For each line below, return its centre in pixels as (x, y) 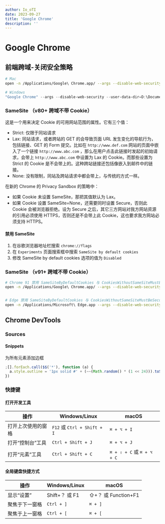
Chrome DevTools (33, 320)
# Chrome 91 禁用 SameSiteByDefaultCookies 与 (52, 282)
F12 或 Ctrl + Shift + (77, 427)
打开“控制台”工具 (27, 443)
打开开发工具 (18, 402)
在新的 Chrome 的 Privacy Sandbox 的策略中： (52, 187)
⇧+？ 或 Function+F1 (114, 495)
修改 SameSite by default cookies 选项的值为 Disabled (67, 258)
